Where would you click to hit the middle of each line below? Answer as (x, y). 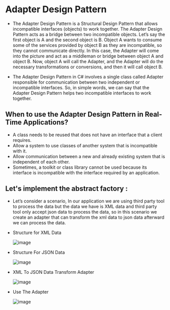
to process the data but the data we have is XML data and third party (85, 206)
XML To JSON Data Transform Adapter (53, 272)
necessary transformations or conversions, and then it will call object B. (88, 67)
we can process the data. (39, 222)
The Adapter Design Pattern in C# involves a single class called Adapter (88, 76)
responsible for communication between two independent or (76, 82)
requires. (22, 140)
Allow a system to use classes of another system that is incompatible (85, 145)
